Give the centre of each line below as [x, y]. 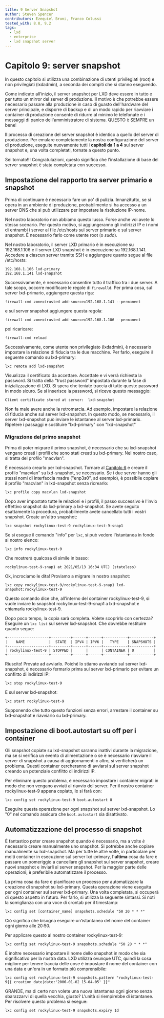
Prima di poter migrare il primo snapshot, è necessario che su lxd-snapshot [81, 447]
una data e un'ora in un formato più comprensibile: [56, 969]
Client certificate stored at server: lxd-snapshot [60, 400]
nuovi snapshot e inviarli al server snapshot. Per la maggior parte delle [76, 867]
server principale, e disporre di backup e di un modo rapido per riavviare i [79, 109]
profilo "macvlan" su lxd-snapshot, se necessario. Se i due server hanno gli [81, 473]
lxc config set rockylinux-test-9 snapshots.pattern [60, 978]
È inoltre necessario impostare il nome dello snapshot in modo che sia [75, 953]
